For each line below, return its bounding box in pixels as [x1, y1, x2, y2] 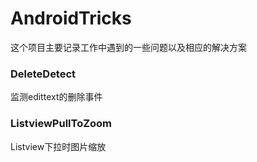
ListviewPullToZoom [10, 117, 113, 131]
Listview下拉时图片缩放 [10, 140, 107, 152]
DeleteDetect [10, 67, 77, 81]
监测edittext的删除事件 [10, 91, 103, 103]
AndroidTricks [10, 7, 132, 30]
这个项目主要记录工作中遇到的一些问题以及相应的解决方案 [10, 41, 247, 53]
